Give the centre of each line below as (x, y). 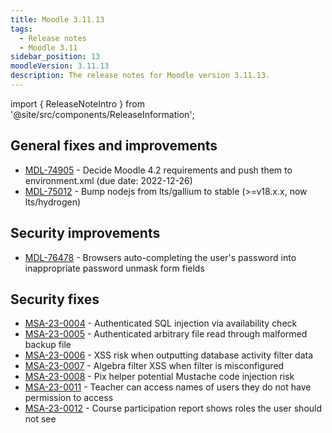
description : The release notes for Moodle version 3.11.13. (140, 76)
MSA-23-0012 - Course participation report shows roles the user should (173, 408)
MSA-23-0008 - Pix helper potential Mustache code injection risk (159, 377)
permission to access (69, 398)
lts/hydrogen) (53, 202)
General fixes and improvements (114, 146)
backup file (48, 345)
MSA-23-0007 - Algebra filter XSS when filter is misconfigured (154, 366)
